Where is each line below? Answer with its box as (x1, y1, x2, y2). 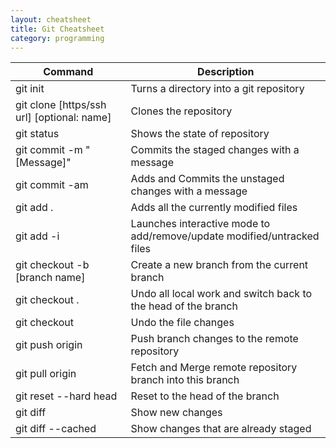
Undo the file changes (130, 316, 235, 330)
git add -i (15, 229, 60, 243)
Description (197, 65, 255, 79)
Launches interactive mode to (130, 217, 271, 231)
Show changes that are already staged (130, 422, 312, 436)
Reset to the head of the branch (130, 389, 280, 403)
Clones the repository (130, 104, 233, 118)
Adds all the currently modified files (130, 201, 298, 215)
